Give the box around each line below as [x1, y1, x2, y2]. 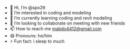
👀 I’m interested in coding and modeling [9, 10, 91, 16]
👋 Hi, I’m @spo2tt [9, 5, 46, 10]
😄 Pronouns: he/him [9, 33, 52, 39]
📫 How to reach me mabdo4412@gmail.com [9, 26, 102, 31]
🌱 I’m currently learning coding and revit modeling [9, 15, 113, 21]
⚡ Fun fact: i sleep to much [9, 38, 65, 44]
